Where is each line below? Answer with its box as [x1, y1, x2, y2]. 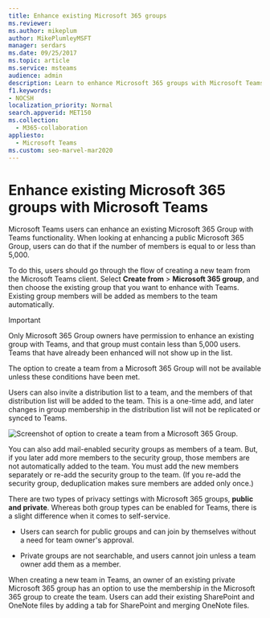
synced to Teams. [8, 413, 67, 423]
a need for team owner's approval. [19, 535, 134, 545]
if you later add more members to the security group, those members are [8, 453, 251, 463]
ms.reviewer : [8, 19, 52, 27]
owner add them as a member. [19, 559, 122, 569]
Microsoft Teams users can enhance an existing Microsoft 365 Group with [8, 224, 254, 234]
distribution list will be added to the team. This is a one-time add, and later [8, 396, 255, 406]
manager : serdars [8, 42, 67, 50]
